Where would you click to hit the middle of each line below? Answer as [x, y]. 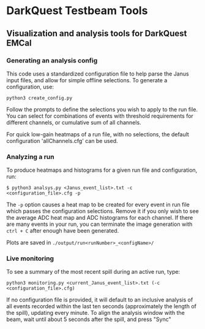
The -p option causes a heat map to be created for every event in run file [98, 205]
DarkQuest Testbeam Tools [77, 11]
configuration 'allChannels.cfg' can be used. [62, 141]
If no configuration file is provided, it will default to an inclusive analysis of [100, 300]
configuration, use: [30, 87]
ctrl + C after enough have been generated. [63, 231]
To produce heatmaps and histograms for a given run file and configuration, [102, 170]
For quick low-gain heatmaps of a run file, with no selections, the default [98, 134]
